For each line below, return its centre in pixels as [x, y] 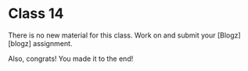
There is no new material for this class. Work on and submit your [112, 35]
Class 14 [36, 14]
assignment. [52, 43]
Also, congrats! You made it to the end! [71, 59]
